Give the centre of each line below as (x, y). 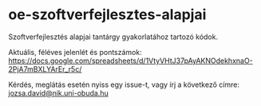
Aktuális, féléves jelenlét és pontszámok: (75, 52)
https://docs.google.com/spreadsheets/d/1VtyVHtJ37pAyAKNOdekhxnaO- (130, 61)
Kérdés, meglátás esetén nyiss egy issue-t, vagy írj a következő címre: (124, 84)
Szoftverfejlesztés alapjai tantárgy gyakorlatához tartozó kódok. (113, 37)
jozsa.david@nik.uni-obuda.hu (59, 92)
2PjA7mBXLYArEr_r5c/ (45, 69)
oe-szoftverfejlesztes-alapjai (107, 15)
